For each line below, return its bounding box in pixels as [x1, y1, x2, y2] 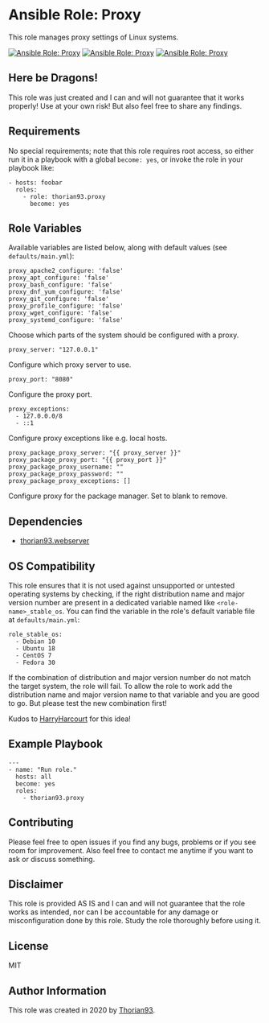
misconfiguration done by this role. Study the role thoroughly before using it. [8, 916, 261, 926]
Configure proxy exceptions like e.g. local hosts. [8, 433, 168, 443]
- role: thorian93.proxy [22, 192, 106, 200]
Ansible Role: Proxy [8, 6, 142, 24]
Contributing [8, 815, 74, 830]
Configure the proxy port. [8, 390, 92, 399]
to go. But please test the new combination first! [8, 699, 167, 707]
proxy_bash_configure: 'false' [8, 281, 113, 289]
